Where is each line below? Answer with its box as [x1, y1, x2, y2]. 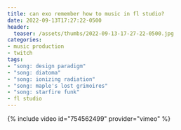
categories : [7, 37, 42, 44]
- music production [7, 43, 65, 50]
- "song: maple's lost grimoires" [7, 82, 109, 89]
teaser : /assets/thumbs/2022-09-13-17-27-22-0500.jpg [13, 30, 174, 37]
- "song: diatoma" [7, 69, 61, 76]
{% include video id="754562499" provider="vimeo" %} [7, 115, 170, 123]
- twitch [7, 50, 33, 57]
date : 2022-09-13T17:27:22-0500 [7, 17, 102, 24]
